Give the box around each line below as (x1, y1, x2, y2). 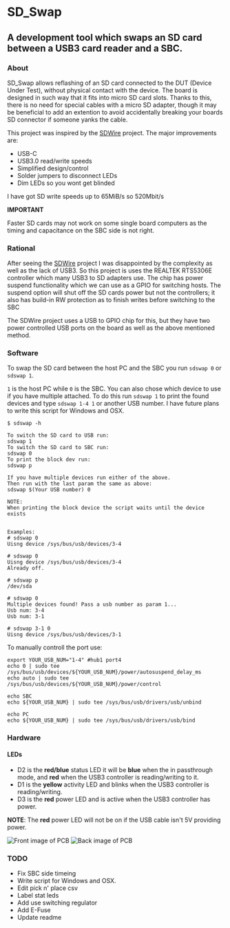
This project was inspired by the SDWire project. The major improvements (7, 128, 217, 137)
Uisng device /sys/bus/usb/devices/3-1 (7, 631, 122, 638)
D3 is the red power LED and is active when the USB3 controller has (17, 795, 211, 803)
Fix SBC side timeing (17, 869, 76, 877)
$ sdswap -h (7, 420, 41, 427)
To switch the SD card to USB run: (7, 432, 109, 439)
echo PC (7, 711, 30, 718)
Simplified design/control (17, 164, 89, 172)
